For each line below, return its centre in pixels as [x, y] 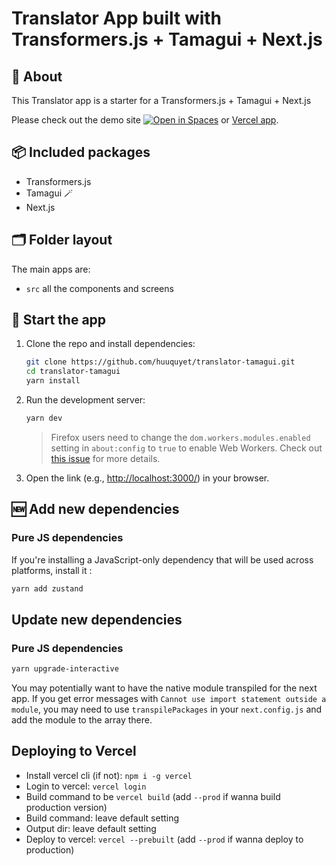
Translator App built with [117, 18]
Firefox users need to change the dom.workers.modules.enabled [180, 437]
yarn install [53, 381]
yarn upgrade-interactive [65, 669]
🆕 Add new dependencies [95, 509]
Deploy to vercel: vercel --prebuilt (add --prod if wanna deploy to [164, 839]
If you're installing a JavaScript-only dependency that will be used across [162, 559]
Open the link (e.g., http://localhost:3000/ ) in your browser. [147, 478]
